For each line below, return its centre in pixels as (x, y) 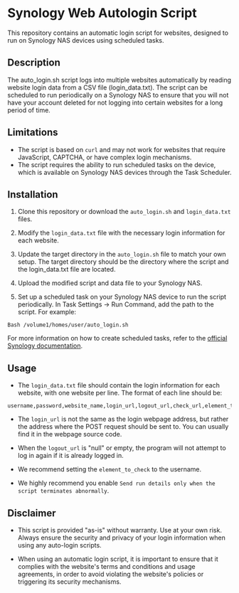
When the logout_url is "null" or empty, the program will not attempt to (122, 448)
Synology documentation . (45, 346)
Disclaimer (32, 513)
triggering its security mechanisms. (69, 582)
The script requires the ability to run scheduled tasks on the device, (117, 164)
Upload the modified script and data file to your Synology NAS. (110, 283)
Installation (33, 194)
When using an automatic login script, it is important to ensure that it (118, 559)
